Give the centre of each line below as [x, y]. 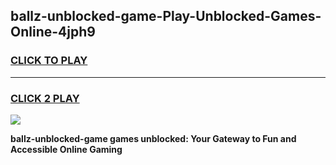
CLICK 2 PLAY [45, 98]
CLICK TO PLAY [49, 61]
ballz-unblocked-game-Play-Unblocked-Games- [166, 16]
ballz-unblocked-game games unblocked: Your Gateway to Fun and [153, 138]
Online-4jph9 [53, 32]
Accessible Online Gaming [66, 149]
